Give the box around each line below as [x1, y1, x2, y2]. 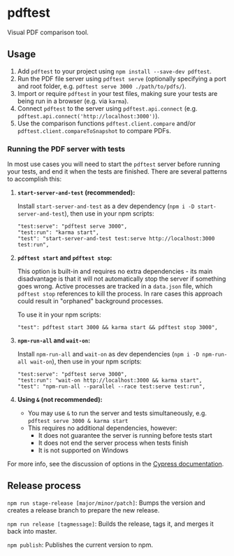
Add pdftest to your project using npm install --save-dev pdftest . [17, 67, 212, 75]
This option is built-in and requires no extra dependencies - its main [17, 267, 213, 276]
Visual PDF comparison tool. [7, 28, 89, 36]
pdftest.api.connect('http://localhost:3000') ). [17, 111, 159, 120]
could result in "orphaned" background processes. [17, 297, 163, 305]
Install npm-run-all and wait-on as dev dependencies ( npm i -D [17, 350, 200, 359]
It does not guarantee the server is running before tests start [38, 431, 213, 440]
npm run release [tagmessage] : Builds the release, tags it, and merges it [7, 520, 214, 528]
